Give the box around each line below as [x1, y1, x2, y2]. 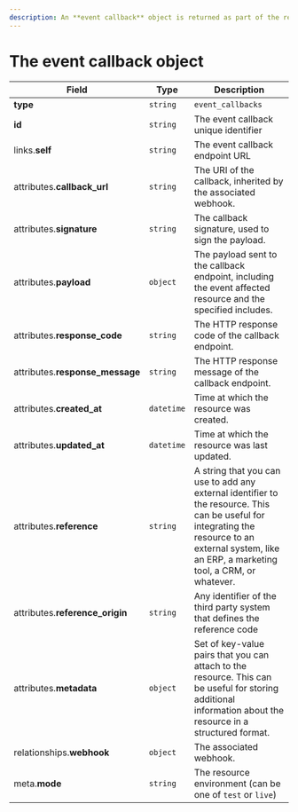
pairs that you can [193, 649, 270, 661]
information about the [193, 704, 285, 716]
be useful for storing [193, 682, 279, 694]
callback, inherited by [193, 175, 284, 187]
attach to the [193, 659, 247, 672]
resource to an [193, 531, 255, 543]
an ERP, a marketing [193, 553, 278, 565]
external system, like [193, 542, 280, 555]
